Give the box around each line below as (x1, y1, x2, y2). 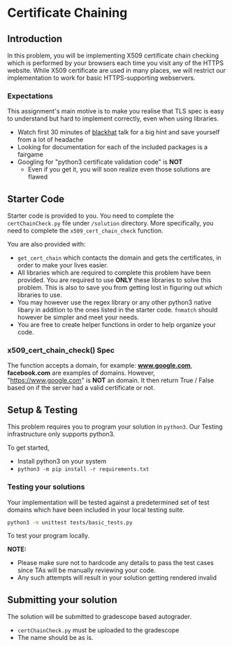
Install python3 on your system (17, 457, 107, 466)
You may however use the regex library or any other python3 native (17, 298, 212, 307)
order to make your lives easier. (17, 261, 108, 270)
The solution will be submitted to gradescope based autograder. (7, 613, 192, 621)
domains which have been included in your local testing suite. (7, 506, 185, 514)
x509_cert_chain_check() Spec (7, 345, 115, 355)
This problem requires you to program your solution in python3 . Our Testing (7, 422, 223, 431)
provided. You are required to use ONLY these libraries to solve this (17, 276, 212, 284)
